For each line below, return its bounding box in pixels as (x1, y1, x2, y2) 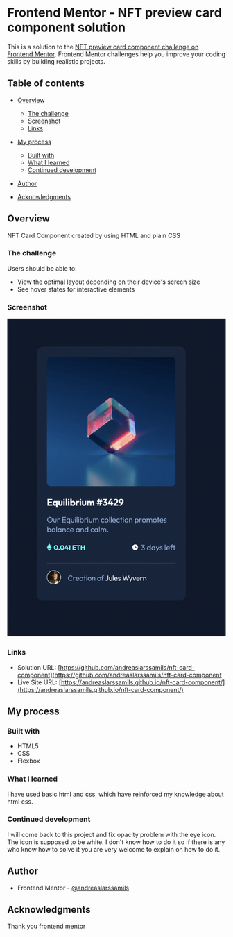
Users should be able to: (7, 264, 78, 272)
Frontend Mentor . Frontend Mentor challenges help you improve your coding (7, 50, 226, 58)
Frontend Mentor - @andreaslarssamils (17, 884, 130, 892)
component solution (7, 19, 126, 35)
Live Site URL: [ (17, 678, 62, 686)
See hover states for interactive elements (17, 285, 135, 293)
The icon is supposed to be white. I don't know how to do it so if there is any (7, 838, 225, 846)
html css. (7, 797, 33, 806)
